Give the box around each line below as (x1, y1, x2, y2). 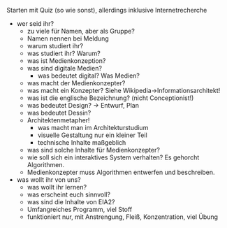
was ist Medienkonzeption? (27, 57, 106, 65)
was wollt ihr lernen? (27, 183, 87, 191)
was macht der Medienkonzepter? (27, 79, 126, 87)
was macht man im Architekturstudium (37, 124, 149, 131)
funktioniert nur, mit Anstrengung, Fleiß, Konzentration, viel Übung (27, 213, 218, 221)
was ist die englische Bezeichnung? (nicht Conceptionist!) (27, 94, 194, 102)
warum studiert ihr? (27, 42, 84, 50)
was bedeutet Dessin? (27, 108, 91, 117)
